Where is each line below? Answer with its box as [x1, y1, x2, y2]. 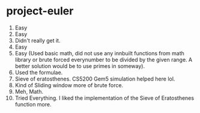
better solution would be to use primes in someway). [14, 62, 145, 70]
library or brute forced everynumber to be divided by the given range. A [14, 56, 193, 63]
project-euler [6, 4, 74, 18]
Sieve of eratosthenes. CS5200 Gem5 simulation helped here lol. [14, 75, 175, 82]
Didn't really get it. [14, 37, 61, 44]
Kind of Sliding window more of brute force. [14, 81, 124, 88]
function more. [14, 100, 52, 108]
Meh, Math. [14, 88, 44, 95]
